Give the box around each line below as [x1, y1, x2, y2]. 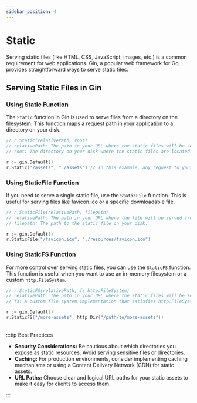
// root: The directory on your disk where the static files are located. [6, 149, 193, 155]
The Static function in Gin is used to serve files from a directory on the [6, 114, 178, 121]
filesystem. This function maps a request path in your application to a [6, 120, 174, 127]
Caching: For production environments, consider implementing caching [14, 355, 188, 362]
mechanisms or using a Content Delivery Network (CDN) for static [14, 361, 175, 368]
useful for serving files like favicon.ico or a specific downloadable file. [6, 198, 175, 205]
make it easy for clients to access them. [14, 380, 111, 387]
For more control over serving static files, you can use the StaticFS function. [6, 264, 191, 271]
